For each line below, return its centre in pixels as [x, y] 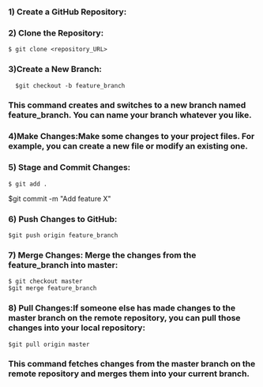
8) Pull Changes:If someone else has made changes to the [122, 308]
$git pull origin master [49, 344]
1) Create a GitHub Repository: [68, 12]
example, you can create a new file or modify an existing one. [128, 146]
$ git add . [28, 184]
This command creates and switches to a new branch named [127, 105]
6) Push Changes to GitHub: [63, 219]
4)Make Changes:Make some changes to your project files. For [131, 137]
